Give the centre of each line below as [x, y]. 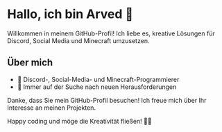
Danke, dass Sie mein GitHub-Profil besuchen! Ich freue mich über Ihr [107, 100]
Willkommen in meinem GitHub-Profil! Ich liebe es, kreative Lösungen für [111, 33]
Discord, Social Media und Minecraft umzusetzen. [78, 40]
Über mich [30, 63]
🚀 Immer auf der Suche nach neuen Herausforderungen [97, 87]
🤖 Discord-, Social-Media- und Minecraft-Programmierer [98, 79]
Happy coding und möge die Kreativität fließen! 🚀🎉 [79, 121]
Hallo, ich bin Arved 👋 [70, 14]
